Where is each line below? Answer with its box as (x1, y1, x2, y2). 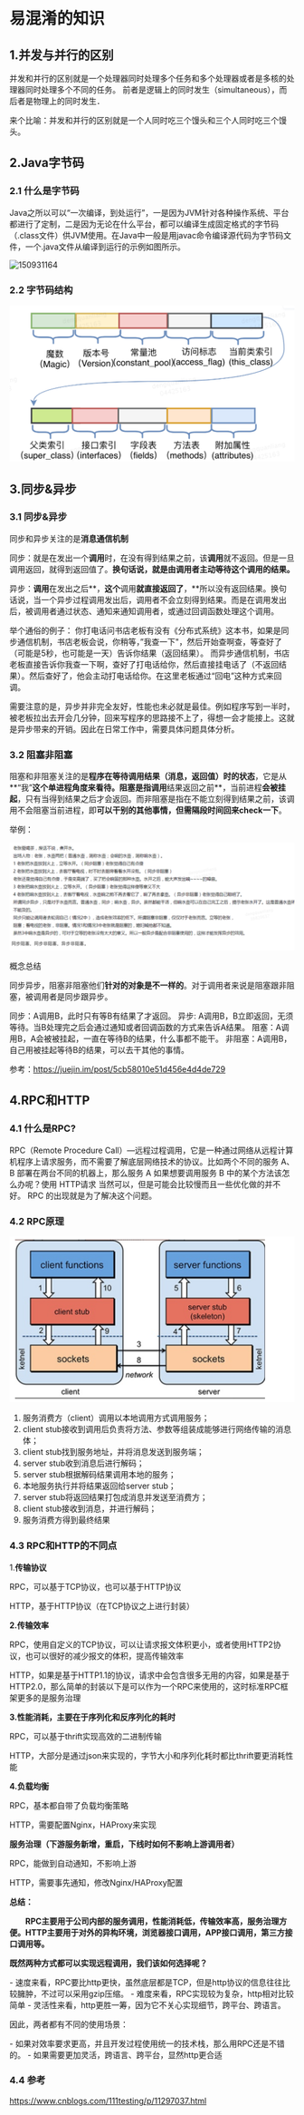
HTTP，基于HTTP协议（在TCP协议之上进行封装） (9, 1600, 195, 1611)
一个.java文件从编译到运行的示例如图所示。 (24, 241, 185, 252)
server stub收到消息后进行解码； (22, 1457, 145, 1469)
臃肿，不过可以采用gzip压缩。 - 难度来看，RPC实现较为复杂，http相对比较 (16, 1988, 294, 1999)
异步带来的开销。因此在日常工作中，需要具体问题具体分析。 (16, 723, 240, 735)
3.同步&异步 (9, 482, 77, 497)
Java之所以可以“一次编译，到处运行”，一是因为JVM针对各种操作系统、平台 (9, 207, 290, 218)
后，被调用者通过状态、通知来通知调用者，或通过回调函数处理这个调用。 (9, 605, 279, 617)
